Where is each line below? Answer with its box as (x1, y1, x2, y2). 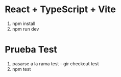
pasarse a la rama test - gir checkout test (12, 60, 99, 67)
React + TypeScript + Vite (5, 4, 116, 15)
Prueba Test (5, 44, 57, 56)
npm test (12, 66, 31, 72)
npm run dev (12, 25, 39, 32)
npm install (12, 20, 36, 27)
